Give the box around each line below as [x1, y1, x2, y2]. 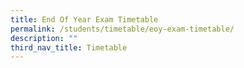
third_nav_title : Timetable [10, 42, 128, 53]
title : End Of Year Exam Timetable [10, 14, 159, 25]
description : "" [10, 33, 78, 43]
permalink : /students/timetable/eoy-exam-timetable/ [10, 24, 235, 34]
